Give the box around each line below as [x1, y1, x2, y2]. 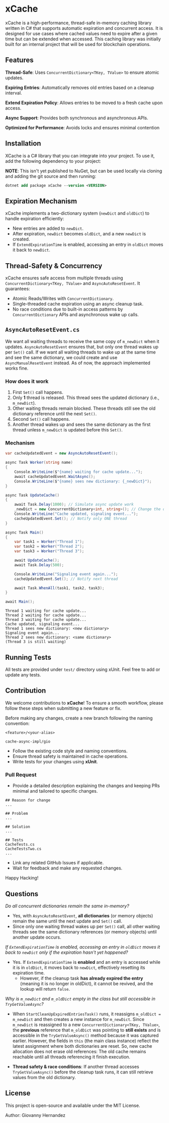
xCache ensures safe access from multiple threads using [5, 275, 123, 281]
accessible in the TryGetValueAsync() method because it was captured [12, 1032, 159, 1038]
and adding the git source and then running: [5, 173, 97, 179]
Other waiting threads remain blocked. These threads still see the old [12, 405, 156, 412]
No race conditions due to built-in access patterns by [12, 306, 123, 312]
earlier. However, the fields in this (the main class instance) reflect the [12, 1038, 159, 1044]
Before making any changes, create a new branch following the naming [5, 715, 153, 721]
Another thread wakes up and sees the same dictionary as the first [12, 421, 151, 427]
